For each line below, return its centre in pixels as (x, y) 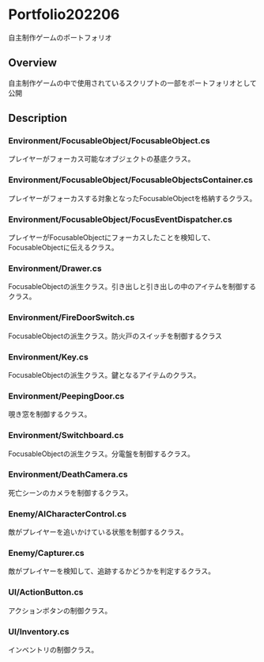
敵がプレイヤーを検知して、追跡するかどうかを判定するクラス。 (112, 571)
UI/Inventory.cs (39, 631)
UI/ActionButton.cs (46, 592)
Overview (33, 63)
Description (38, 118)
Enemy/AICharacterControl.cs (68, 514)
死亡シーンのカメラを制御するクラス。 (70, 493)
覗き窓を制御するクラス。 (50, 414)
